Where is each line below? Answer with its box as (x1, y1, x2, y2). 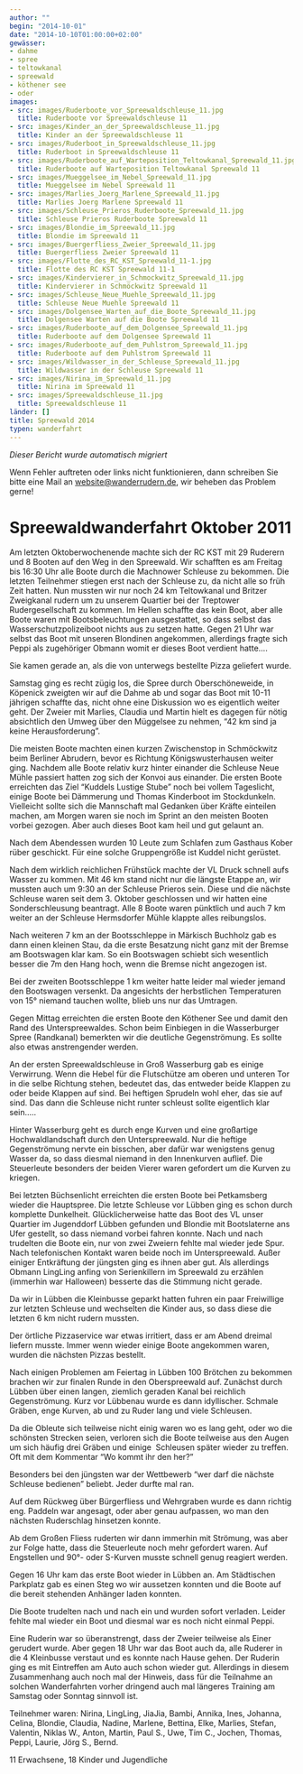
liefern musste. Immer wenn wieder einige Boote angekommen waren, (9, 1340, 270, 1351)
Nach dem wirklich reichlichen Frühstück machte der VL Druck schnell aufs (9, 864, 289, 875)
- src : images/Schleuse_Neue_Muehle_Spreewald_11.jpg (9, 290, 216, 299)
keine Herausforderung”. (9, 725, 101, 736)
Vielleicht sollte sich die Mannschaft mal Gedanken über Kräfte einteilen (9, 800, 277, 812)
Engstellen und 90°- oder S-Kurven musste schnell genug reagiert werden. (9, 1552, 289, 1563)
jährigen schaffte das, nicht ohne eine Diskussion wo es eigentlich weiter (9, 697, 280, 708)
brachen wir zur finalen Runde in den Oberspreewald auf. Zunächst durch (9, 1377, 282, 1388)
